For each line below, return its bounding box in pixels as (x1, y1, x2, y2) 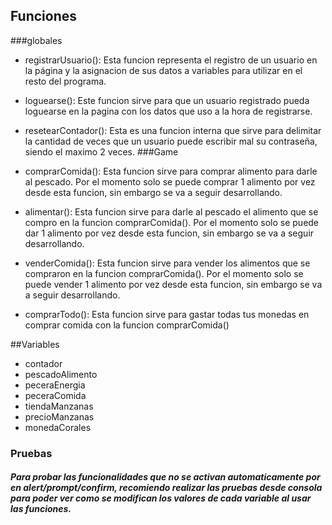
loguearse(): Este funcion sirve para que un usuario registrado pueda (24, 94, 310, 106)
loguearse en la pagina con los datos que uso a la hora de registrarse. (24, 105, 313, 117)
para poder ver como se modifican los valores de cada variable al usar (10, 492, 312, 504)
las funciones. (10, 503, 72, 515)
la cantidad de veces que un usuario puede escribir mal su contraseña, (24, 135, 318, 147)
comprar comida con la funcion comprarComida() (24, 319, 230, 331)
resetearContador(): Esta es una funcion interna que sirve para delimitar (24, 124, 322, 136)
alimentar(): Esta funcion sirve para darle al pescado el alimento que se (24, 205, 319, 218)
